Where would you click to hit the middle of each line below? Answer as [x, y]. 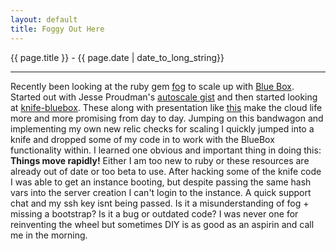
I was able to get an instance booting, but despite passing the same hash [161, 182]
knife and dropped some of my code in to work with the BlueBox [142, 139]
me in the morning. [49, 235]
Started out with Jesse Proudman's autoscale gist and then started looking [164, 97]
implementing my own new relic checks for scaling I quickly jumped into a [162, 128]
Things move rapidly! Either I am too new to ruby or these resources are [160, 160]
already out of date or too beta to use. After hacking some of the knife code [166, 171]
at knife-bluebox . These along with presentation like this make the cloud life [166, 107]
